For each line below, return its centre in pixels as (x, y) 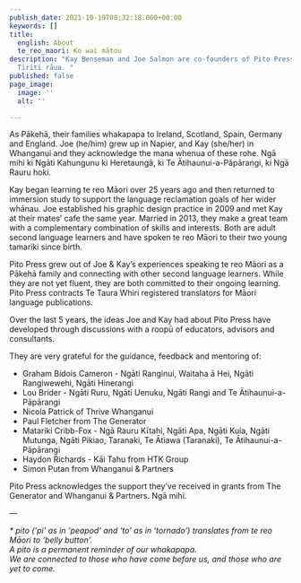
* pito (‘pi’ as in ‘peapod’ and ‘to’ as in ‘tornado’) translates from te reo (141, 531)
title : (21, 34)
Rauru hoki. (30, 172)
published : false (42, 76)
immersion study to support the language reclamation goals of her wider (143, 199)
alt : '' (32, 101)
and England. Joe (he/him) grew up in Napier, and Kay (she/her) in (132, 144)
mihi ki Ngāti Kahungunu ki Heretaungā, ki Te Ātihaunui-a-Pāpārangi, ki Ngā (149, 163)
